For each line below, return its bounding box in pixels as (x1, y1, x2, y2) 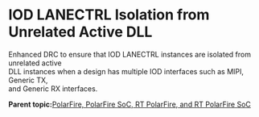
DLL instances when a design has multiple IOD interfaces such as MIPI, (8, 66, 244, 76)
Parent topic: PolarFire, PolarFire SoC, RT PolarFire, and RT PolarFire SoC (8, 99, 252, 109)
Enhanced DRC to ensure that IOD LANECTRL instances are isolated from (8, 49, 252, 59)
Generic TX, (8, 75, 48, 85)
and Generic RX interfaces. (8, 83, 98, 94)
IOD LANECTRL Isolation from (8, 6, 210, 24)
